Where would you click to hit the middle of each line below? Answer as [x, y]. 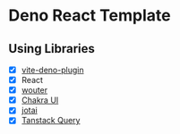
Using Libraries [52, 49]
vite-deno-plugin [52, 70]
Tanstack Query [51, 121]
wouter [34, 90]
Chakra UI [40, 100]
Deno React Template [90, 16]
